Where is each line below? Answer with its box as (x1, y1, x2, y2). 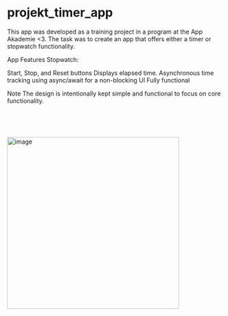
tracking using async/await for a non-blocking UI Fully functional (7, 76, 190, 84)
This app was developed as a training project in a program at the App (7, 27, 203, 36)
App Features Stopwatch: (7, 55, 79, 63)
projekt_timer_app (7, 5, 113, 21)
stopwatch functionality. (7, 42, 76, 50)
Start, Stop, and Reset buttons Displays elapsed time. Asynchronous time (7, 69, 214, 77)
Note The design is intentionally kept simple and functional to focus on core (7, 89, 221, 98)
